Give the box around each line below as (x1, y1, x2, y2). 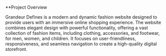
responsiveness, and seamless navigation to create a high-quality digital (5, 41, 157, 47)
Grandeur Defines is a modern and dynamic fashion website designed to (5, 14, 157, 20)
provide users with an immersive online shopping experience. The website (5, 20, 161, 25)
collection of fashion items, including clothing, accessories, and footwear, (5, 30, 160, 36)
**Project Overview (5, 5, 47, 10)
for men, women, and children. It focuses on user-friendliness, (5, 35, 136, 41)
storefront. (5, 46, 27, 52)
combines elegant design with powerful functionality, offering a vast (5, 25, 148, 31)
